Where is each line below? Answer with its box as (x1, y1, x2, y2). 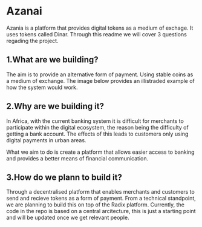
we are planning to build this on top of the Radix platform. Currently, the (6, 201, 184, 208)
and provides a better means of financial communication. (6, 154, 149, 162)
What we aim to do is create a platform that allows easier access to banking (6, 148, 195, 156)
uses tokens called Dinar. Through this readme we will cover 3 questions (6, 30, 187, 38)
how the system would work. (6, 84, 78, 91)
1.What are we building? (6, 54, 99, 65)
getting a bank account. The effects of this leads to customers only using (6, 130, 189, 137)
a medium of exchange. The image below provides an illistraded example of (6, 77, 195, 84)
